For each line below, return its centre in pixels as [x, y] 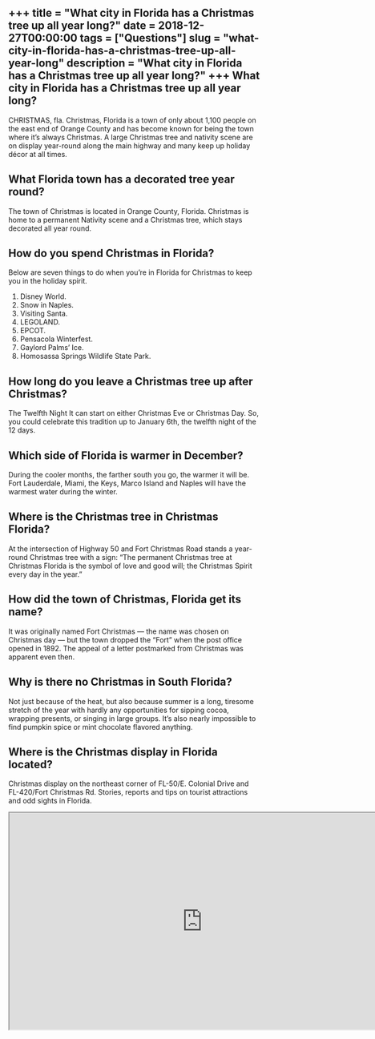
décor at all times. [38, 154]
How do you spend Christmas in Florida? [111, 254]
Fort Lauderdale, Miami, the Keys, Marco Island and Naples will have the [127, 483]
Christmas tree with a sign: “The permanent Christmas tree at [131, 557]
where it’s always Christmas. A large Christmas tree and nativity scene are [131, 137]
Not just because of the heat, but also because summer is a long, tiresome [131, 701]
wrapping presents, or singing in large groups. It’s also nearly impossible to [132, 718]
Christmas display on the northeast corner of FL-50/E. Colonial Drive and [129, 783]
